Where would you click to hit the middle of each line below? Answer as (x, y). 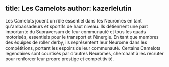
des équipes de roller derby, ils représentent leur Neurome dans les (76, 42)
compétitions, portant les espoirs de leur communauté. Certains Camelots (83, 48)
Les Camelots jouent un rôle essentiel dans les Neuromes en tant (74, 20)
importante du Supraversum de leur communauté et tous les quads (76, 31)
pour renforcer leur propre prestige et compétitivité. (59, 59)
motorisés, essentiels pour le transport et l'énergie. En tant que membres (82, 37)
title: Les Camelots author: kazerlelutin (68, 8)
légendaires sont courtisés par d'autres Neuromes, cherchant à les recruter (85, 53)
